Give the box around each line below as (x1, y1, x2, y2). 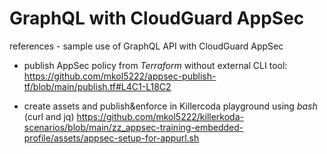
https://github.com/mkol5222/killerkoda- (76, 110, 244, 122)
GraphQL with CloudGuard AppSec (9, 7, 305, 30)
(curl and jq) (23, 110, 75, 122)
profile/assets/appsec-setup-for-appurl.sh (23, 132, 200, 144)
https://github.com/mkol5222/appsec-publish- (23, 70, 217, 82)
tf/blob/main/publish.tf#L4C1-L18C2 (23, 80, 172, 92)
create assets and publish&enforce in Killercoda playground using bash (23, 100, 318, 112)
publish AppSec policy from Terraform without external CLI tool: (23, 59, 288, 71)
